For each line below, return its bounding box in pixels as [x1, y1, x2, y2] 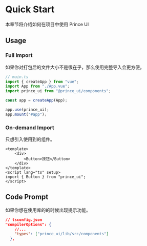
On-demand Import [5, 124, 55, 131]
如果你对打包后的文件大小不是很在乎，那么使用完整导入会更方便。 [5, 64, 144, 70]
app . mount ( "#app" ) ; [5, 112, 47, 117]
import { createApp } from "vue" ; [5, 79, 79, 84]
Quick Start [5, 4, 55, 15]
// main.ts [5, 74, 29, 79]
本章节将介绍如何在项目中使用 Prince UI [5, 21, 89, 27]
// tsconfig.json [5, 217, 43, 222]
